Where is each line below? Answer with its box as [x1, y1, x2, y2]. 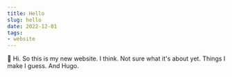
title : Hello [7, 10, 45, 17]
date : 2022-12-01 [7, 23, 57, 30]
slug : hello [7, 16, 42, 23]
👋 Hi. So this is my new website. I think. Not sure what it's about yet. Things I [7, 54, 226, 63]
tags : [7, 29, 23, 36]
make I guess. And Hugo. [7, 62, 80, 70]
